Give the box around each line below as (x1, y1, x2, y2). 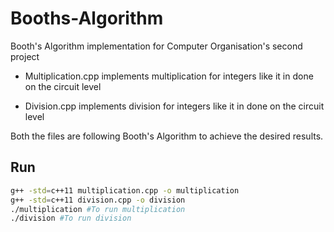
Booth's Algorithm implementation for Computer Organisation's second (10, 40, 303, 52)
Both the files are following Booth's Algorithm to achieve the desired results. (10, 130, 324, 142)
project (10, 50, 40, 62)
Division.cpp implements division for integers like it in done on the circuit (24, 100, 325, 112)
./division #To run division (10, 213, 132, 224)
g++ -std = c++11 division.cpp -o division (10, 195, 186, 205)
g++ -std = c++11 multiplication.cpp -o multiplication (10, 185, 240, 196)
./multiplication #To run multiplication (10, 204, 186, 214)
